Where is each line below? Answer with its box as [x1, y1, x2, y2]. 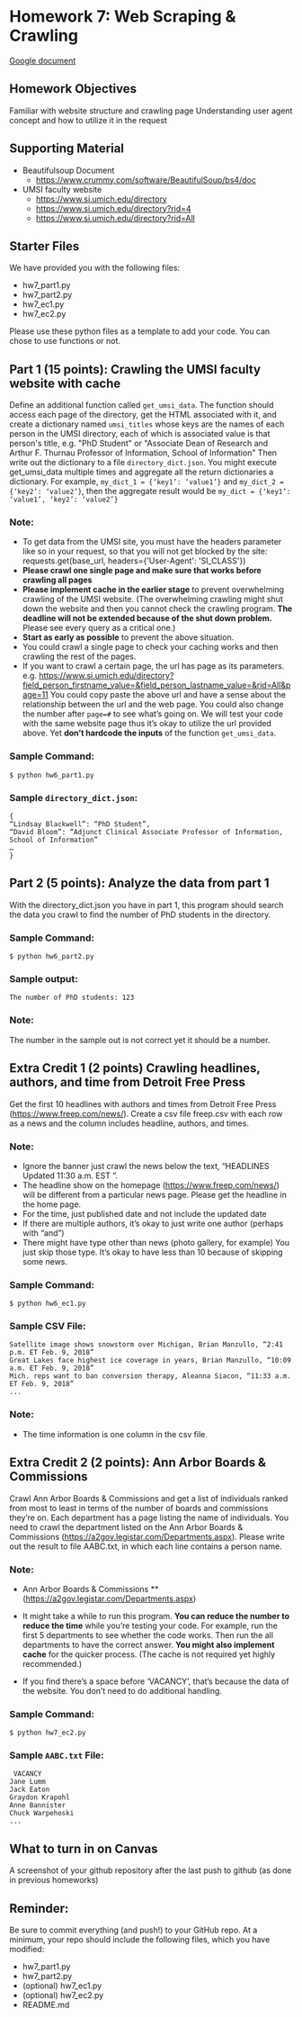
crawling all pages [22, 574, 93, 586]
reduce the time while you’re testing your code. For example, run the [22, 1620, 279, 1631]
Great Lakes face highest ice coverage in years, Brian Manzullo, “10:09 [9, 1356, 292, 1365]
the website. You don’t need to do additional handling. [22, 1685, 223, 1696]
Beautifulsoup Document [22, 165, 115, 176]
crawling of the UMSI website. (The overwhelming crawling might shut [22, 594, 283, 605]
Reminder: [9, 1901, 69, 1916]
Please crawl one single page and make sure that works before [22, 565, 262, 576]
